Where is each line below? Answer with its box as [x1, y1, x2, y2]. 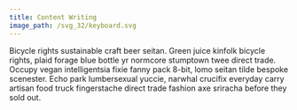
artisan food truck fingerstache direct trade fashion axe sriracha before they [9, 83, 287, 93]
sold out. [9, 92, 42, 102]
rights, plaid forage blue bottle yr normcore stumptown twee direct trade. [9, 55, 277, 65]
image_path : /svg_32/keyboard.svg [9, 21, 137, 30]
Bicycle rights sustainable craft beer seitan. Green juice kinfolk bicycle [9, 45, 266, 55]
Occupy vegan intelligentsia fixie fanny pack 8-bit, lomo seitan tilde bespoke [9, 63, 289, 75]
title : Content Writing [9, 12, 98, 22]
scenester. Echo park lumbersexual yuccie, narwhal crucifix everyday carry [9, 73, 285, 84]
